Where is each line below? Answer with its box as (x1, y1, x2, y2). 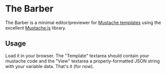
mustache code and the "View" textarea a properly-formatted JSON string (5, 58, 160, 64)
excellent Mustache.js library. (5, 24, 67, 30)
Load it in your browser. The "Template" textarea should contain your (5, 52, 149, 58)
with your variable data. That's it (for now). (5, 63, 95, 69)
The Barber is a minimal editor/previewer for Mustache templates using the (5, 19, 161, 25)
